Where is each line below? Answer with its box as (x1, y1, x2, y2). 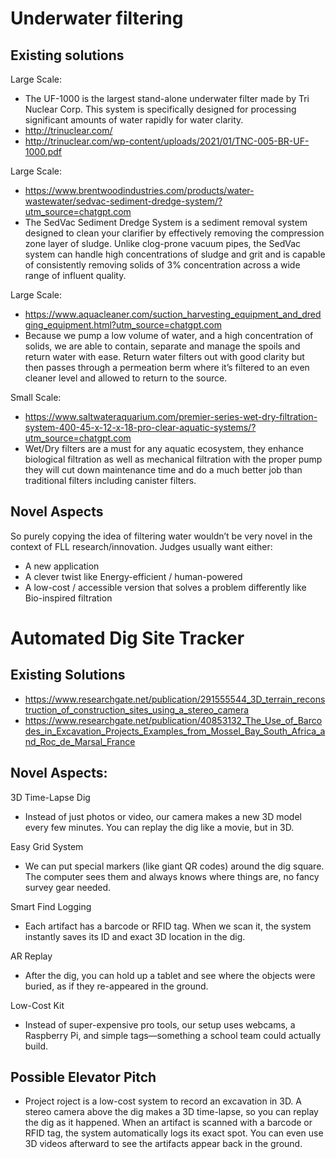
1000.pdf (24, 146, 62, 157)
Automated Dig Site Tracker (10, 627, 245, 649)
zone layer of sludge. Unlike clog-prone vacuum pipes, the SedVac (24, 238, 302, 249)
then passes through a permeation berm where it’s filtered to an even (24, 362, 310, 373)
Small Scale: (10, 392, 62, 403)
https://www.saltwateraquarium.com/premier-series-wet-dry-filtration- (24, 411, 318, 422)
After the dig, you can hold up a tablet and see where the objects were (24, 969, 316, 981)
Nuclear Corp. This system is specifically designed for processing (24, 103, 297, 115)
